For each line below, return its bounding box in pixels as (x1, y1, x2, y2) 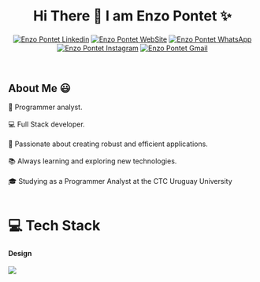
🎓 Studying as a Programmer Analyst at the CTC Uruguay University (8, 177, 232, 186)
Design (8, 248, 32, 258)
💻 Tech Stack (8, 217, 101, 235)
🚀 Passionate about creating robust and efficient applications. (8, 139, 209, 148)
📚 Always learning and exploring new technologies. (8, 156, 177, 166)
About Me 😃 (8, 82, 71, 95)
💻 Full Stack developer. (8, 119, 85, 129)
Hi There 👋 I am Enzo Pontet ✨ (32, 7, 232, 25)
